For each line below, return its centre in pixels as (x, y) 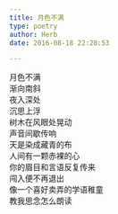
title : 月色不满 (37, 18)
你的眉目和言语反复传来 (52, 167)
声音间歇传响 (33, 134)
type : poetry (34, 26)
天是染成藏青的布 (41, 145)
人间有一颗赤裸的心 (45, 156)
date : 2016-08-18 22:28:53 (59, 43)
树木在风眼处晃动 (41, 122)
